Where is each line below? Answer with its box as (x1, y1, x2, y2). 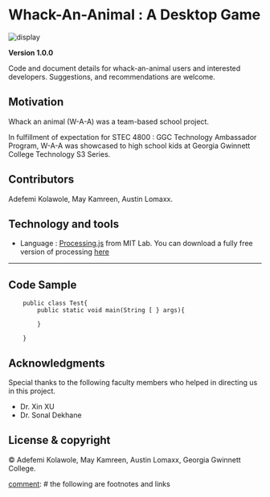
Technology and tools (8, 217, 119, 231)
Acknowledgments (8, 356, 106, 370)
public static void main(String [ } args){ (37, 306, 185, 314)
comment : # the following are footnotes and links (8, 479, 170, 488)
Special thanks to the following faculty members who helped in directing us (8, 378, 258, 387)
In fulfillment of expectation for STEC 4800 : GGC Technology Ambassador (8, 132, 257, 142)
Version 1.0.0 (8, 47, 54, 57)
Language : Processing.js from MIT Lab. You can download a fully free (19, 239, 253, 249)
